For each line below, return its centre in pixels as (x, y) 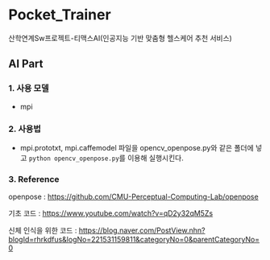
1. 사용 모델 (29, 89)
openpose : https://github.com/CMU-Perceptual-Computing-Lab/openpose (134, 197)
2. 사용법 (25, 129)
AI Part (26, 64)
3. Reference (34, 179)
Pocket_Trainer (60, 15)
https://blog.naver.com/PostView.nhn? (142, 230)
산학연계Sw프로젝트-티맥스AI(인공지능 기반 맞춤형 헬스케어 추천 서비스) (120, 38)
